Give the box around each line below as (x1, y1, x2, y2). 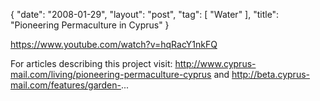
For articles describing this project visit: (10, 58, 173, 69)
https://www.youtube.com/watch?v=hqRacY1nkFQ (10, 39, 218, 50)
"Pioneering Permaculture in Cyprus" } (10, 19, 170, 31)
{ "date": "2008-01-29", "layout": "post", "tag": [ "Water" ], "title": (10, 9, 280, 20)
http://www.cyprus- (174, 58, 257, 69)
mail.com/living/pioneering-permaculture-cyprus (10, 69, 212, 80)
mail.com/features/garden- (10, 79, 122, 91)
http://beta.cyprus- (231, 69, 311, 80)
